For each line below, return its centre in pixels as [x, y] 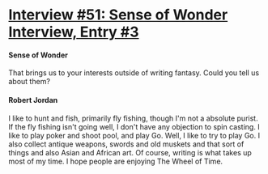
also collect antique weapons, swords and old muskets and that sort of [126, 144]
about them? [30, 82]
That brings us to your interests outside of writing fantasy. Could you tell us [134, 73]
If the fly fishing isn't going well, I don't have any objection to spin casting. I [134, 126]
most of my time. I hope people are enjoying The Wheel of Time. [116, 161]
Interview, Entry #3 [74, 32]
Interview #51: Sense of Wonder [118, 15]
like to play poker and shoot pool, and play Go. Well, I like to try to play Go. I [134, 135]
